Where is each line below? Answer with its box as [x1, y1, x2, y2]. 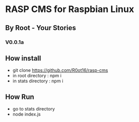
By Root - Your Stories [5, 24, 76, 32]
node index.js [12, 111, 41, 117]
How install [5, 54, 41, 62]
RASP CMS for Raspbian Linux [5, 4, 134, 15]
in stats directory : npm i [12, 78, 63, 84]
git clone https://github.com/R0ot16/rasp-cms [12, 67, 108, 73]
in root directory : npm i [12, 73, 62, 79]
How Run [5, 92, 34, 101]
